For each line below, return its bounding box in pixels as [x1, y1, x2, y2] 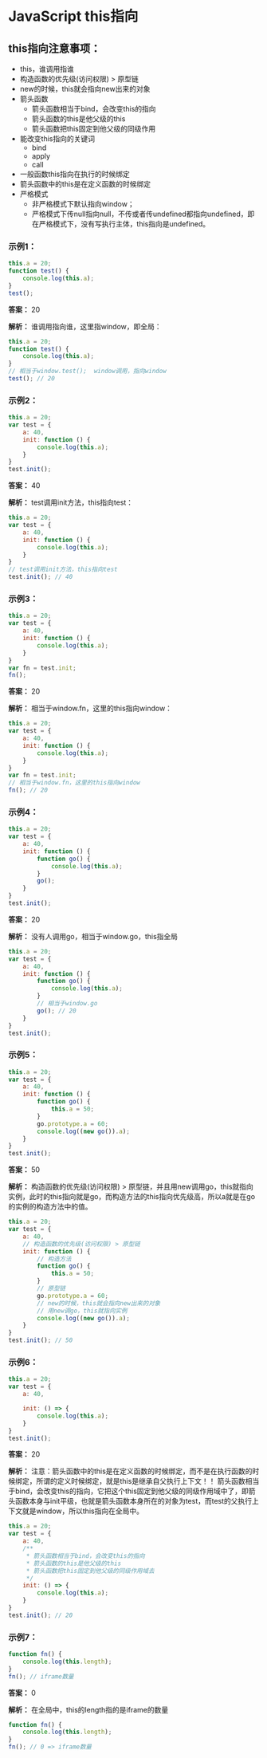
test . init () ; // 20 [8, 1611, 73, 1619]
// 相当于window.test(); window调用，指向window [8, 368, 167, 376]
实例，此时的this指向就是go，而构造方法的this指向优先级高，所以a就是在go [8, 1192, 256, 1201]
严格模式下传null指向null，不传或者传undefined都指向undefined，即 [31, 209, 255, 218]
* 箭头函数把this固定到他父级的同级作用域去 [26, 1567, 155, 1575]
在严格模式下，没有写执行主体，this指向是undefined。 [31, 219, 210, 228]
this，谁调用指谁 [19, 65, 74, 73]
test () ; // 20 [8, 375, 56, 383]
